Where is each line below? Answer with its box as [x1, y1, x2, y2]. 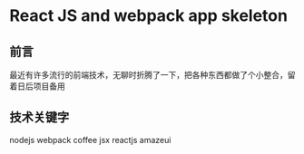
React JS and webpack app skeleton [9, 5, 289, 26]
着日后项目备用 [9, 81, 65, 91]
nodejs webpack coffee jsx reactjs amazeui [9, 134, 172, 145]
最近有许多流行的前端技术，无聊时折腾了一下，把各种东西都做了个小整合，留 [9, 70, 296, 80]
